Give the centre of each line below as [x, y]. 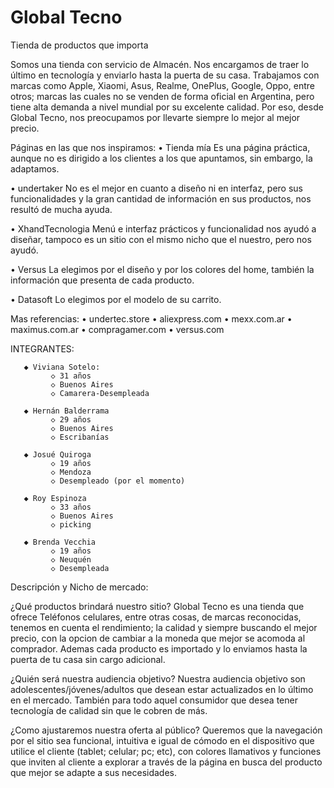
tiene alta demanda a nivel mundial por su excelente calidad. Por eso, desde [167, 107]
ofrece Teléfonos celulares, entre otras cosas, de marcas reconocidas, [156, 617]
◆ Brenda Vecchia [60, 542]
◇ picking [71, 524]
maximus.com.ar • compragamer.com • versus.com [117, 329]
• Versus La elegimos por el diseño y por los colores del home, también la [162, 269]
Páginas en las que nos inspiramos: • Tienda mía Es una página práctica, [160, 147]
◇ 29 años [71, 419]
